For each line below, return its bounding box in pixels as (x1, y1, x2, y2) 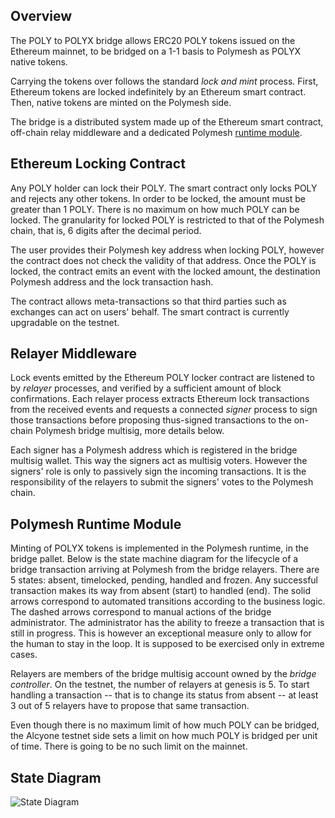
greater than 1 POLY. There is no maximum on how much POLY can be (10, 203, 300, 215)
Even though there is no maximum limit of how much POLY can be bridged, (10, 719, 320, 731)
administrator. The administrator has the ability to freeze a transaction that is (10, 617, 325, 629)
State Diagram (10, 769, 102, 786)
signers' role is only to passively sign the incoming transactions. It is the (10, 465, 307, 478)
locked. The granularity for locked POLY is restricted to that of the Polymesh (10, 214, 325, 226)
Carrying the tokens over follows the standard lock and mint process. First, (10, 75, 319, 87)
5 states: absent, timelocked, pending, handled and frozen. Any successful (10, 574, 318, 586)
